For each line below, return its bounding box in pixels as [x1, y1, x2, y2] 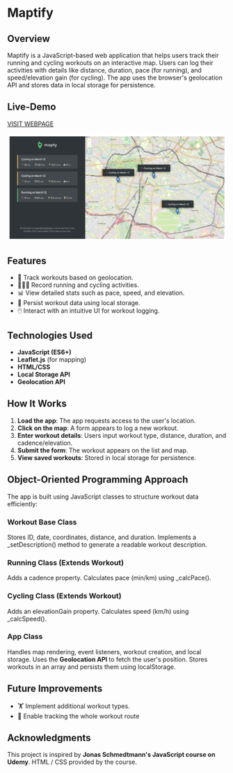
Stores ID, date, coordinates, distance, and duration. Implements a [7, 533, 197, 541]
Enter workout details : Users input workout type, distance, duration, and [17, 431, 227, 439]
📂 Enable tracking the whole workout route [17, 712, 140, 720]
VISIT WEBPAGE [7, 119, 54, 128]
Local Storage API [17, 370, 71, 378]
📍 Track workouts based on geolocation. [17, 274, 134, 282]
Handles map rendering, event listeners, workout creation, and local [7, 647, 202, 656]
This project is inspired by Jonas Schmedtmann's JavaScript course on [7, 751, 216, 759]
